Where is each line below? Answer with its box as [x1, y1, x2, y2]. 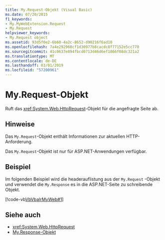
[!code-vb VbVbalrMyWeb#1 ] [5, 196, 64, 202]
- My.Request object [5, 35, 48, 40]
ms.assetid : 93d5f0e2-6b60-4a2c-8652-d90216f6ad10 [5, 40, 113, 45]
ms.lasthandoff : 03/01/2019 [5, 63, 64, 68]
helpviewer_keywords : [5, 30, 50, 35]
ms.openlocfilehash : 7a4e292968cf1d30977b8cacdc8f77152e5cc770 [5, 44, 140, 49]
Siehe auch [5, 211, 41, 219]
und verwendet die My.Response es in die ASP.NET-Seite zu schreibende [5, 181, 153, 187]
